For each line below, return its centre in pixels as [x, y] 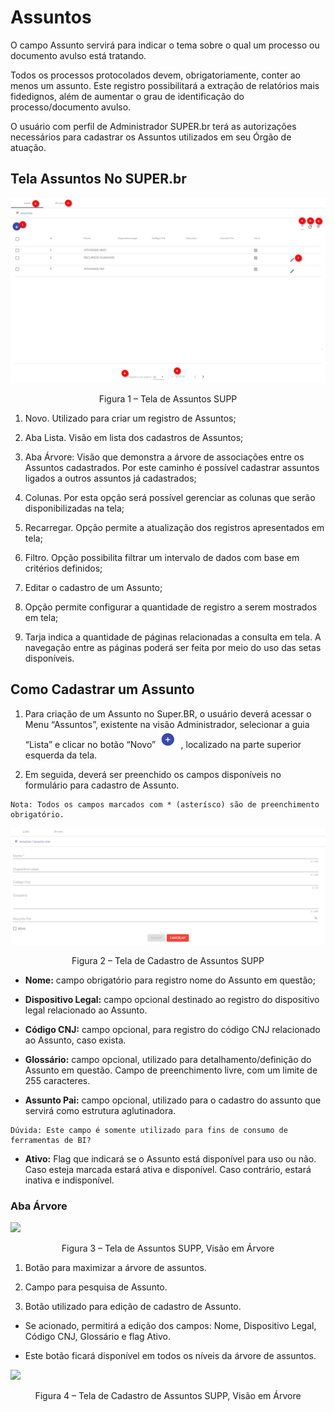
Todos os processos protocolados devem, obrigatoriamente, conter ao [155, 75]
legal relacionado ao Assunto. [86, 1010]
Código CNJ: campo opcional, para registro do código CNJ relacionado [172, 1029]
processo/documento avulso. [71, 107]
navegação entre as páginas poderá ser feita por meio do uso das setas [173, 648]
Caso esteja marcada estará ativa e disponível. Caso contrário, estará [168, 1169]
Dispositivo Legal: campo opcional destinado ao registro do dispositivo [172, 999]
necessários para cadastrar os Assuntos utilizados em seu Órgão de [151, 137]
